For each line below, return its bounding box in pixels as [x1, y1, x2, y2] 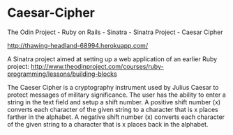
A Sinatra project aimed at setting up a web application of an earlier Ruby [7, 54, 218, 63]
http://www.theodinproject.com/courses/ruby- [31, 62, 164, 70]
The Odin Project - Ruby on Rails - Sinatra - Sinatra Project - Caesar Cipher [7, 28, 223, 36]
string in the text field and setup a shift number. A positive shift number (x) [7, 97, 221, 106]
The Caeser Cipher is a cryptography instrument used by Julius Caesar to [7, 83, 219, 91]
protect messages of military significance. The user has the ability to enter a [7, 90, 227, 99]
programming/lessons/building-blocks [7, 70, 117, 78]
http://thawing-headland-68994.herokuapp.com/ [7, 41, 149, 49]
